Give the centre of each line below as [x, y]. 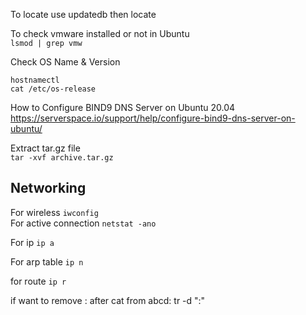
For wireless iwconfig [54, 212]
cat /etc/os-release [53, 89]
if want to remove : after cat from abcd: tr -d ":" [108, 300]
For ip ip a [32, 242]
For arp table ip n [47, 261]
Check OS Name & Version [65, 62]
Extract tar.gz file [45, 148]
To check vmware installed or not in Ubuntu [100, 33]
